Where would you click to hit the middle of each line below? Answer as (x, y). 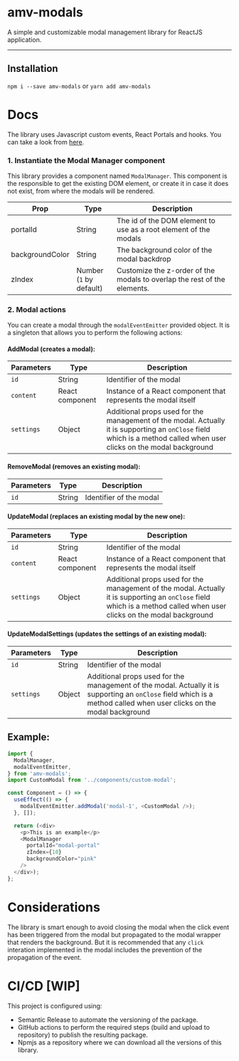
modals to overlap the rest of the (171, 279)
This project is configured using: (55, 1005)
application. (25, 39)
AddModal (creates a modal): (52, 349)
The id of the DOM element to (166, 220)
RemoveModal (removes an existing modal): (74, 466)
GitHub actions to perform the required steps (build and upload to (113, 1027)
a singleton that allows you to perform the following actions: (95, 333)
